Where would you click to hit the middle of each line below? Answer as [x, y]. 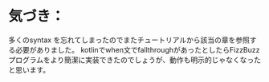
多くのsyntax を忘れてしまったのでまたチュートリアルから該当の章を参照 [129, 40]
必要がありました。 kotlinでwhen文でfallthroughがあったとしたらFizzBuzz [137, 49]
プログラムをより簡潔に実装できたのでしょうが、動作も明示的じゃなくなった [135, 60]
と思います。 [29, 69]
